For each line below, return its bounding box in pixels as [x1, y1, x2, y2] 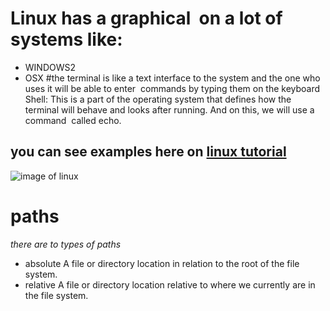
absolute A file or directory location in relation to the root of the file [24, 257, 300, 269]
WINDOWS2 [24, 61, 77, 73]
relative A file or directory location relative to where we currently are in [24, 278, 316, 291]
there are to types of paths [10, 238, 122, 250]
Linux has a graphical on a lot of [10, 7, 283, 30]
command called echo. [24, 114, 122, 126]
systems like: [10, 28, 123, 51]
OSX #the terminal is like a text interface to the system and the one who [24, 72, 321, 84]
